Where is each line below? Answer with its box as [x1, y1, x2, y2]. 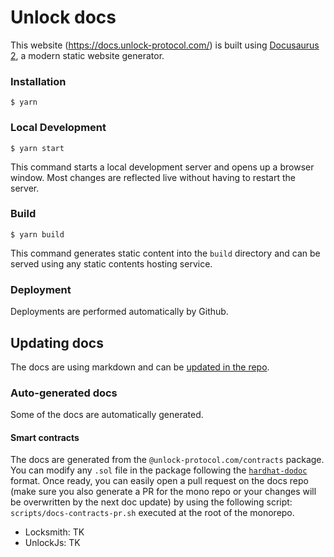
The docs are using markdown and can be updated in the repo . [10, 361, 270, 373]
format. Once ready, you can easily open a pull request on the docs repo [10, 475, 309, 487]
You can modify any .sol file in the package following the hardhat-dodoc [10, 464, 308, 476]
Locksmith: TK [24, 526, 85, 538]
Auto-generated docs [10, 386, 118, 400]
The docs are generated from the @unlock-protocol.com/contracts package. [10, 454, 325, 466]
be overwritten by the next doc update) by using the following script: [10, 496, 293, 508]
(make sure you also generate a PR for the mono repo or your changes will [10, 486, 317, 498]
